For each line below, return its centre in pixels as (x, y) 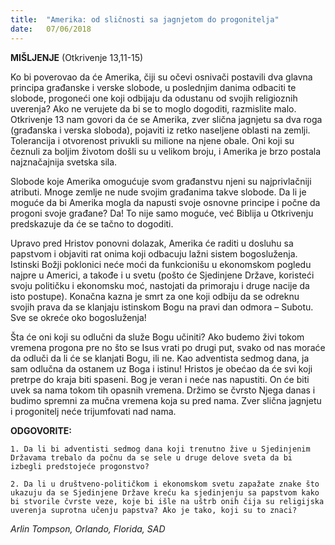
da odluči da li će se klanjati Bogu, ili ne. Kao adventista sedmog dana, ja (160, 358)
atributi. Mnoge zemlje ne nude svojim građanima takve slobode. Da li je (158, 192)
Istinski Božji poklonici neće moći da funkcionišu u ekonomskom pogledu (161, 264)
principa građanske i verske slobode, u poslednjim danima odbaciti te (153, 87)
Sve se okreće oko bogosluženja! (78, 317)
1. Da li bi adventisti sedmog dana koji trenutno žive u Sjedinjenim (160, 449)
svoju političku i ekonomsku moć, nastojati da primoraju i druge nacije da (160, 285)
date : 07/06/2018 (51, 29)
